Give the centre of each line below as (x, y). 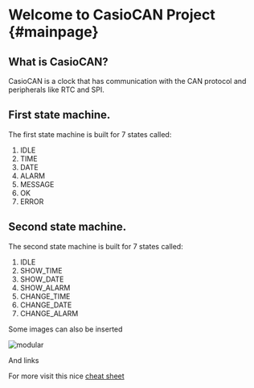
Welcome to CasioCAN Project (112, 15)
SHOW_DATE (42, 279)
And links (24, 360)
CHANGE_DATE (46, 305)
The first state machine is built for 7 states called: (90, 134)
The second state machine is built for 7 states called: (96, 246)
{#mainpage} (53, 32)
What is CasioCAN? (58, 62)
